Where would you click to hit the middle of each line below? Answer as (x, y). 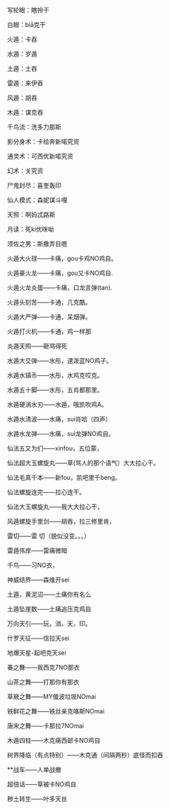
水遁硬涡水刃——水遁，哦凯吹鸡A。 (57, 404)
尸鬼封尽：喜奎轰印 (34, 185)
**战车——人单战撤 (34, 769)
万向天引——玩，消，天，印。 (49, 623)
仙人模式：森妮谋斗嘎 (37, 200)
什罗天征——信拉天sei (38, 638)
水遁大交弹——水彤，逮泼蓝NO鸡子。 (60, 361)
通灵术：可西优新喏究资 (40, 156)
